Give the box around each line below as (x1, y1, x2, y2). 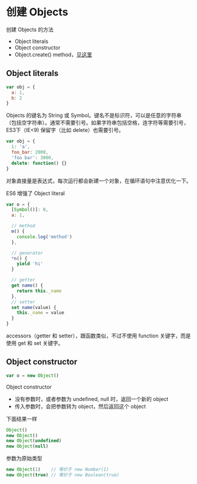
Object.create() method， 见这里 (14, 51, 92, 58)
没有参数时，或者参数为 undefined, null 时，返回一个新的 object (14, 395, 169, 402)
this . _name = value (16, 310, 65, 316)
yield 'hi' (16, 261, 44, 267)
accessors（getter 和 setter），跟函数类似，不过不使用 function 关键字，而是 (6, 332, 191, 339)
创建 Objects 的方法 (6, 26, 54, 33)
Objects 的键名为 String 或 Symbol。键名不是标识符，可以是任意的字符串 (6, 112, 182, 119)
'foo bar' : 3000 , (11, 154, 54, 161)
